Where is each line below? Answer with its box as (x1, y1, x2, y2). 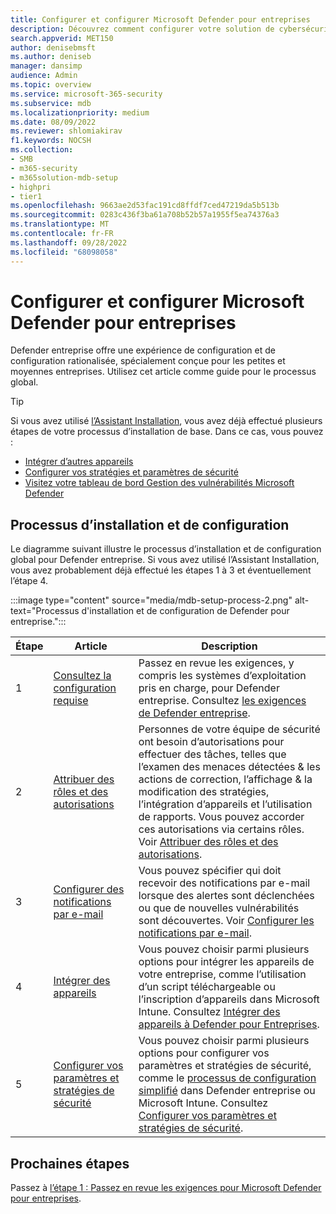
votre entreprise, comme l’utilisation (138, 967, 307, 981)
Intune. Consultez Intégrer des (138, 1005, 281, 1019)
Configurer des (53, 882, 125, 896)
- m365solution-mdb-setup (10, 172, 118, 183)
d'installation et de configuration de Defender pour (81, 605, 290, 617)
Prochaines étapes (10, 1155, 130, 1172)
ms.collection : (10, 145, 74, 155)
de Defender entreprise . (138, 706, 251, 720)
